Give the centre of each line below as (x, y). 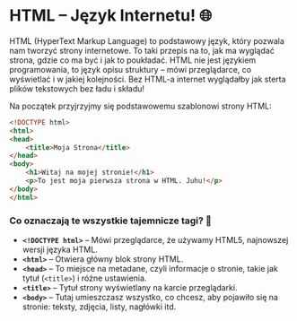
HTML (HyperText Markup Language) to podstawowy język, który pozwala (147, 40)
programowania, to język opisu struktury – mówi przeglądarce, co (131, 69)
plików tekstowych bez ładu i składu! (77, 88)
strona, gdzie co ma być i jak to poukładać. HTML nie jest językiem (133, 60)
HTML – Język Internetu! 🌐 (111, 16)
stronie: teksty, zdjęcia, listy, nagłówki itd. (99, 307)
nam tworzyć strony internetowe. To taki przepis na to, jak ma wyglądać (142, 50)
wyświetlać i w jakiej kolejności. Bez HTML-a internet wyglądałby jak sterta (148, 79)
